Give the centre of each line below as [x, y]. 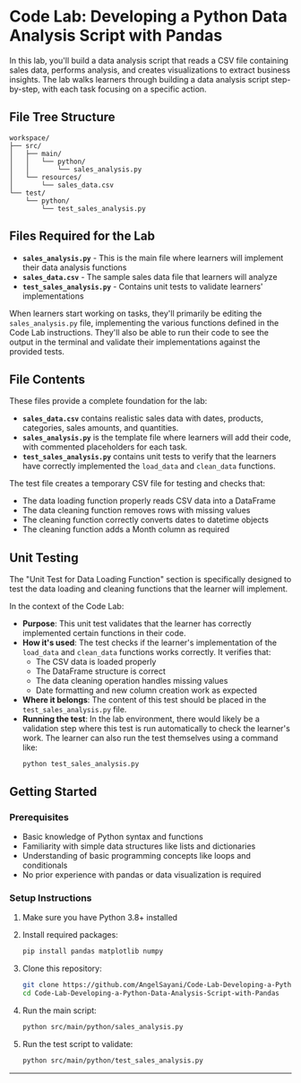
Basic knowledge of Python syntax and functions [112, 836]
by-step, [25, 89]
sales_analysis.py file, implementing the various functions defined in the [144, 323]
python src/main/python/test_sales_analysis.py [112, 1061]
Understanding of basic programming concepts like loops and [136, 855]
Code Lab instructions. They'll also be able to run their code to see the [139, 332]
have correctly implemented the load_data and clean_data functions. [149, 466]
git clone [41, 985]
